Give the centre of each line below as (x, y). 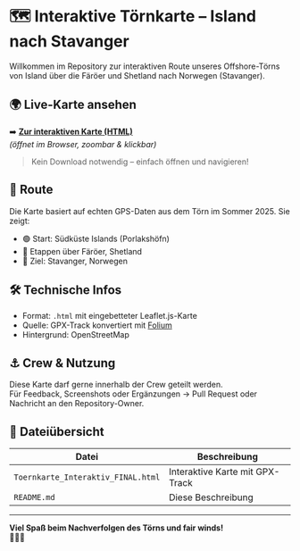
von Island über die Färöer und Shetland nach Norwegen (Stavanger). (137, 75)
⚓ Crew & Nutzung (62, 363)
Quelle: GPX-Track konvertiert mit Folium (97, 325)
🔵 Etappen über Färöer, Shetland (82, 251)
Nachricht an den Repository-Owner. (77, 404)
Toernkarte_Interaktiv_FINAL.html (87, 477)
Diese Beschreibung (211, 497)
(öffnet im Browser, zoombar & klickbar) (83, 144)
